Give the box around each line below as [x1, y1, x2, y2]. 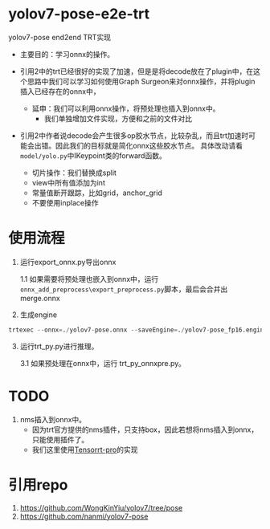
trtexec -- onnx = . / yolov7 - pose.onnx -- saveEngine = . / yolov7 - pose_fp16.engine [8, 326, 268, 334]
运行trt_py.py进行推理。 [19, 341, 99, 351]
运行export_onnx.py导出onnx [19, 257, 117, 267]
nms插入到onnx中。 [19, 414, 87, 424]
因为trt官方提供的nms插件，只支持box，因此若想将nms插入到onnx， [31, 425, 259, 434]
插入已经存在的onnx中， [19, 86, 100, 96]
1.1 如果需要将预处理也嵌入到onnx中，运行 [19, 274, 159, 283]
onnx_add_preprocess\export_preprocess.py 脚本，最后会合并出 [19, 284, 228, 294]
